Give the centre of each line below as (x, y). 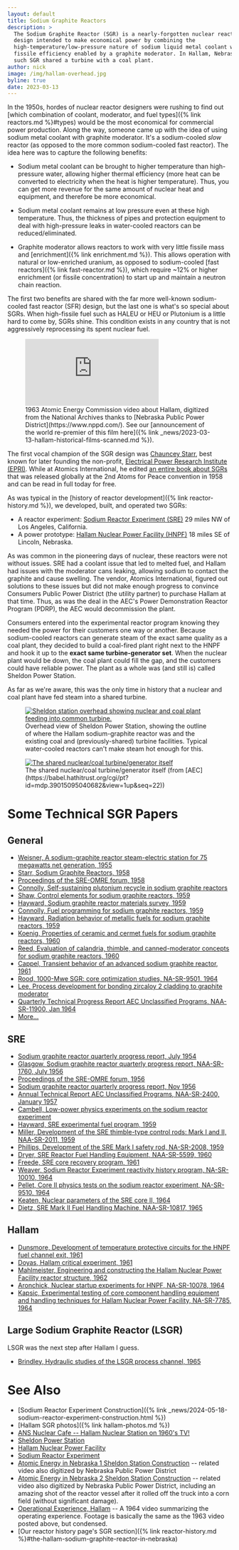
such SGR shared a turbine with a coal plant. (84, 61)
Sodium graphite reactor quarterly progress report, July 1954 (107, 1057)
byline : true (27, 80)
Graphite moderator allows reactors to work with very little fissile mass (121, 247)
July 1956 (49, 1072)
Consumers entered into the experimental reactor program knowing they (113, 623)
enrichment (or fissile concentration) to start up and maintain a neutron (122, 277)
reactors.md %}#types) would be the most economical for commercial (111, 123)
